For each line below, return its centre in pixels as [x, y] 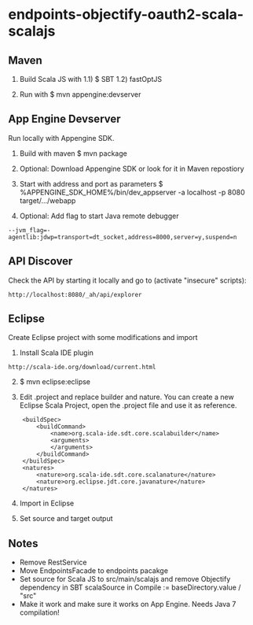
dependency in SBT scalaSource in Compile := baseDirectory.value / [130, 587]
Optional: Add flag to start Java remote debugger [99, 216]
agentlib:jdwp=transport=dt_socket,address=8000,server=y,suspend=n [123, 237]
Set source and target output [66, 519]
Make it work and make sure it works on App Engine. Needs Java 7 [128, 605]
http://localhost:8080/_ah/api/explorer [75, 294]
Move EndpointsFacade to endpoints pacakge [94, 571]
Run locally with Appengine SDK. [61, 138]
